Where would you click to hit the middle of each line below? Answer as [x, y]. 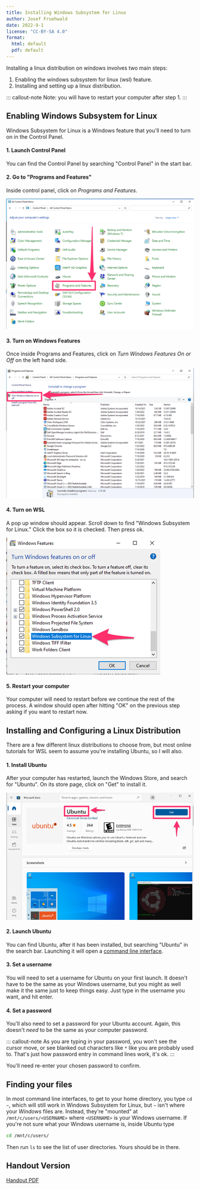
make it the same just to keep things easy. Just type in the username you [96, 990]
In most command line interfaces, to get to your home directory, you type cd [99, 1099]
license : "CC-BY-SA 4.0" [37, 32]
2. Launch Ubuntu [29, 931]
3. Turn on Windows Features [43, 341]
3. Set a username [29, 965]
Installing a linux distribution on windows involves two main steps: [87, 68]
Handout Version [38, 1166]
